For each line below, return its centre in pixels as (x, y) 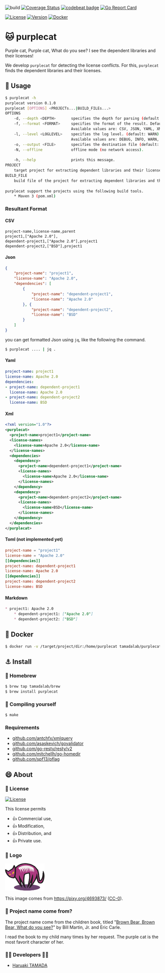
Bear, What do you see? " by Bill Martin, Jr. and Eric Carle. (63, 927)
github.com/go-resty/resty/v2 (42, 749)
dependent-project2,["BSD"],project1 (44, 246)
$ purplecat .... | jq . (30, 349)
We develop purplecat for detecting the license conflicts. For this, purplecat (82, 65)
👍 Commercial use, (32, 819)
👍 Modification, (28, 826)
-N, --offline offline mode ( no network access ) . (79, 150)
